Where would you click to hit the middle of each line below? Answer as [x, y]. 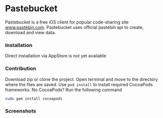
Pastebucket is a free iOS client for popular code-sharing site [67, 22]
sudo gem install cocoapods [34, 98]
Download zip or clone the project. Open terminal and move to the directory [81, 79]
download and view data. [30, 32]
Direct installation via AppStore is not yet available [56, 56]
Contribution [21, 69]
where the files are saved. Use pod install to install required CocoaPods [79, 84]
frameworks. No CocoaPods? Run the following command [64, 90]
